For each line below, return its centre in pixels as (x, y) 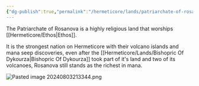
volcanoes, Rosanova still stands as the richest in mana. (74, 65)
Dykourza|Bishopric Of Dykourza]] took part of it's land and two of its (91, 59)
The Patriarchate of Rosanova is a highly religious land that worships (90, 28)
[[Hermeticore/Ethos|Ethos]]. (41, 35)
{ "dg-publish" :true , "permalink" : (47, 12)
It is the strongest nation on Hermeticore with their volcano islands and (92, 46)
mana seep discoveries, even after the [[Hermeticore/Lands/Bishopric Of (95, 52)
